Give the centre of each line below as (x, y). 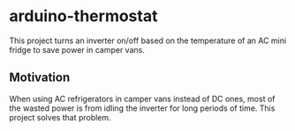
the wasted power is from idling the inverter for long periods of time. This (142, 108)
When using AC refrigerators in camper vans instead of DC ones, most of (142, 98)
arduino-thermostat (83, 16)
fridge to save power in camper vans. (77, 49)
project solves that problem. (61, 117)
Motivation (40, 78)
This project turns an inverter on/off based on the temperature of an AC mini (148, 40)
